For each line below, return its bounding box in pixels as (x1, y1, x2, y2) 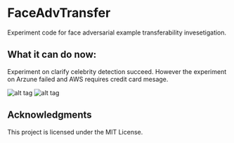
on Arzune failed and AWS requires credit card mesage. (7, 75, 169, 83)
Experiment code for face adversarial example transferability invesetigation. (7, 28, 227, 37)
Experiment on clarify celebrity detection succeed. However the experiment (7, 67, 227, 75)
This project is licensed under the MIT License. (7, 128, 143, 136)
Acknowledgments (7, 109, 93, 121)
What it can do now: (7, 49, 97, 61)
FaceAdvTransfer (7, 5, 111, 21)
